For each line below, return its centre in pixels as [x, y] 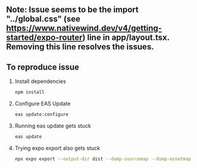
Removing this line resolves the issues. [80, 47]
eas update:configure [41, 115]
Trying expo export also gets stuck [57, 148]
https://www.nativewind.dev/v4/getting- [84, 28]
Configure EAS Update [43, 104]
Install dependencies [40, 81]
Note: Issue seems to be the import [72, 10]
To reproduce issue [43, 67]
